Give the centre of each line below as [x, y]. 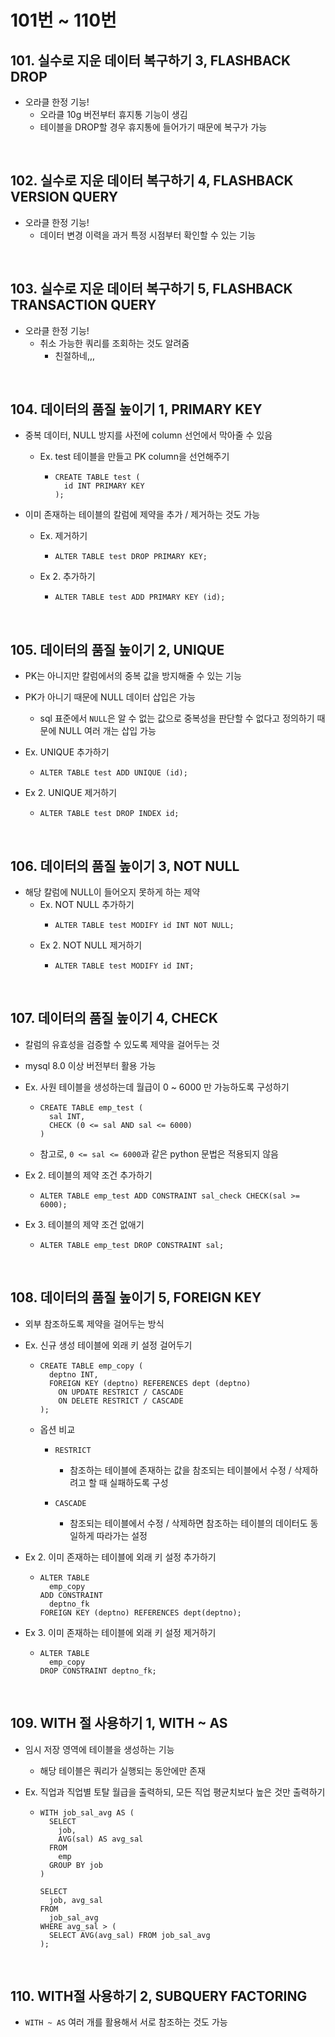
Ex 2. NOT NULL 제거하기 [91, 945]
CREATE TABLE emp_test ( [91, 1107]
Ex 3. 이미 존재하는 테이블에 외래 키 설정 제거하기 [120, 1632]
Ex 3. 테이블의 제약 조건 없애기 [84, 1224]
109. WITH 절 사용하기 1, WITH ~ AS [119, 1723]
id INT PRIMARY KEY [104, 486]
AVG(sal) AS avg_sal [101, 1839]
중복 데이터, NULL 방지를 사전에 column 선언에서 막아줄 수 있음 [148, 435]
